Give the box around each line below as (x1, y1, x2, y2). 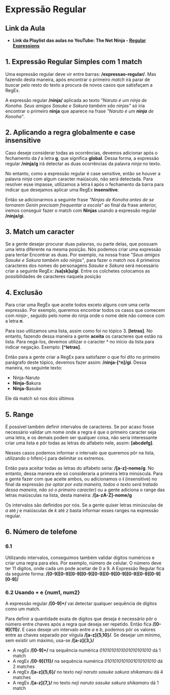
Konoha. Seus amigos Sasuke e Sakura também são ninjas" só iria (5, 102, 145, 109)
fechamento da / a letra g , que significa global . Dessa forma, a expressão (5, 155, 159, 161)
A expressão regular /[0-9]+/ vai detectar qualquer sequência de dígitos (5, 600, 157, 607)
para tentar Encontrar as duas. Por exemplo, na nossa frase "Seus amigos (5, 252, 160, 258)
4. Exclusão (5, 288, 43, 297)
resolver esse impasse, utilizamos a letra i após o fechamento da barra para (5, 181, 164, 187)
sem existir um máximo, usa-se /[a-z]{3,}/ (5, 637, 94, 644)
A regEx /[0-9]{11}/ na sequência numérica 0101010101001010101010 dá (12, 658, 163, 664)
